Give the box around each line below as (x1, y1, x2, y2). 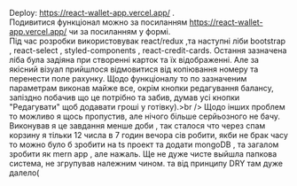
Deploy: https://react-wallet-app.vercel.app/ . (9, 8, 176, 18)
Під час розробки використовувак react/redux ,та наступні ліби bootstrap (9, 35, 286, 46)
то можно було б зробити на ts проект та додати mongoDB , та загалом (9, 139, 279, 150)
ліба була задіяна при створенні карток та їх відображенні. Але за (9, 55, 260, 65)
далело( (9, 167, 40, 178)
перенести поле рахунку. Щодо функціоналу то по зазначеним (9, 74, 247, 83)
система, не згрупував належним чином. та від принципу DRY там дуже (9, 159, 284, 168)
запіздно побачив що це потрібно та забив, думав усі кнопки (9, 92, 240, 103)
